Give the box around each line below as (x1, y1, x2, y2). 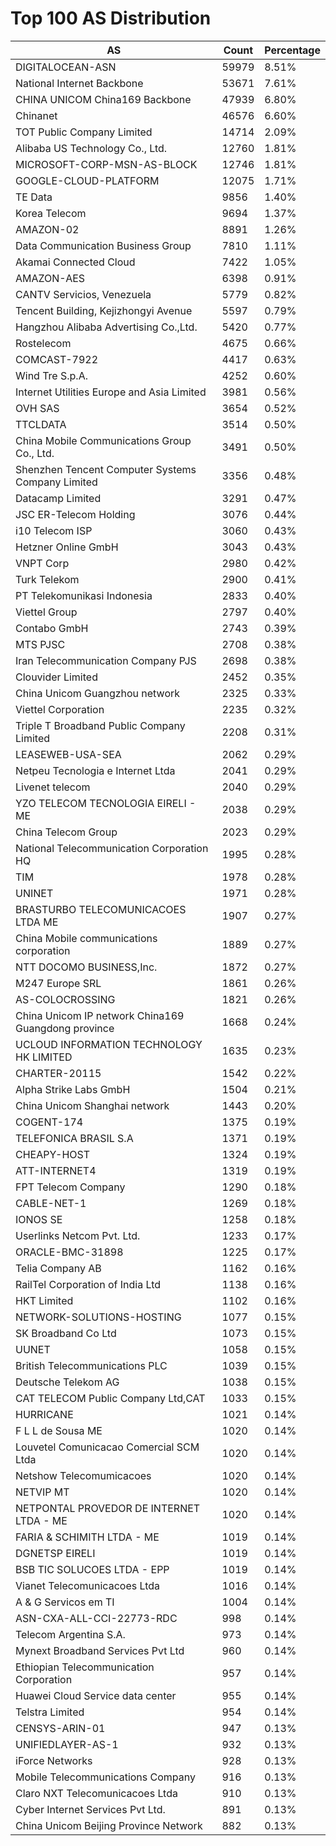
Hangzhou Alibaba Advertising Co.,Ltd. (15, 320, 198, 334)
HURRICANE (15, 1407, 74, 1421)
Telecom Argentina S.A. (15, 1627, 126, 1641)
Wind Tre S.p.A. (15, 368, 88, 382)
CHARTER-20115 (15, 1066, 102, 1080)
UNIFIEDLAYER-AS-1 (15, 1737, 119, 1751)
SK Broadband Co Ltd (15, 1326, 117, 1340)
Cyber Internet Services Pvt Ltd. (15, 1802, 166, 1816)
